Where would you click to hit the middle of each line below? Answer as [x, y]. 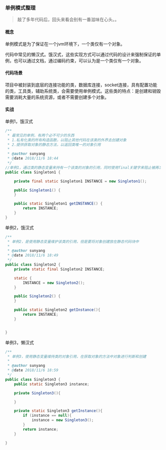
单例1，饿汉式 [19, 121]
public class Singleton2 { [33, 265]
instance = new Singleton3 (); [62, 420]
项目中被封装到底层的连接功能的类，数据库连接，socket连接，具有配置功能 [81, 85]
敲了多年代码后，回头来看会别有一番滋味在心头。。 [68, 20]
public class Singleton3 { [33, 379]
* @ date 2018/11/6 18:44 [33, 159]
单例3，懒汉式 [20, 342]
